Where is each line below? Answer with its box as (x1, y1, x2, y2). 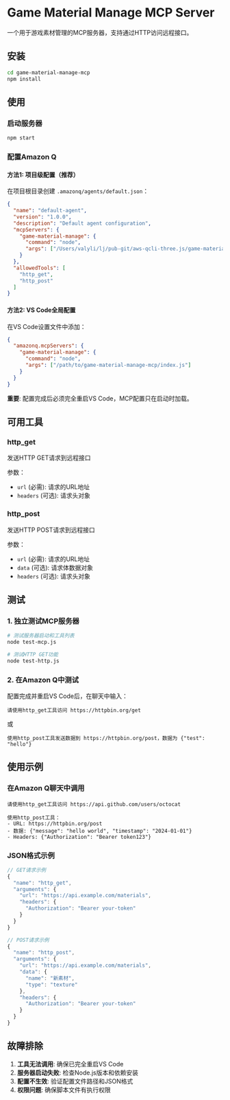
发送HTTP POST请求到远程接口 (7, 526, 95, 534)
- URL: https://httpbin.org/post (7, 820, 103, 827)
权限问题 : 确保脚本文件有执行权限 (16, 1086, 111, 1094)
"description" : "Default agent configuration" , (13, 220, 152, 227)
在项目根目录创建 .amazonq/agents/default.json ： (7, 187, 149, 195)
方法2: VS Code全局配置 (7, 306, 76, 314)
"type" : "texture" (25, 981, 78, 988)
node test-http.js (7, 658, 60, 664)
